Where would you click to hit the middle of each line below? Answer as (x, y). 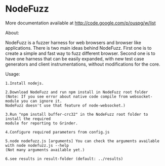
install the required (28, 119)
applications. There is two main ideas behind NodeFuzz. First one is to (78, 48)
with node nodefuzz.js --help (37, 145)
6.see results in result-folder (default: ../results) (64, 159)
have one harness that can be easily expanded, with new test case (75, 58)
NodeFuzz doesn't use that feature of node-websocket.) (65, 105)
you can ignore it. (42, 101)
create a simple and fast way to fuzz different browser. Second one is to (80, 53)
